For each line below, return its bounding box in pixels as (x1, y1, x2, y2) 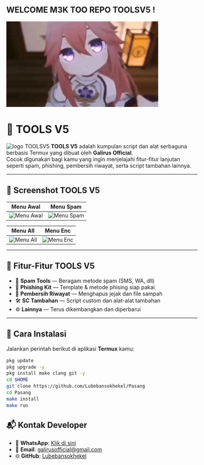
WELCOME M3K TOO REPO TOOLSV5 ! (6, 5, 156, 15)
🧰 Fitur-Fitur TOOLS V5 (6, 261, 95, 271)
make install (6, 396, 39, 402)
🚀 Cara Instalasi (6, 329, 67, 339)
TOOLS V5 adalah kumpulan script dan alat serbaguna (50, 142, 187, 150)
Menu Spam (50, 203, 82, 210)
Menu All (11, 227, 35, 235)
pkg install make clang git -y (6, 370, 86, 376)
